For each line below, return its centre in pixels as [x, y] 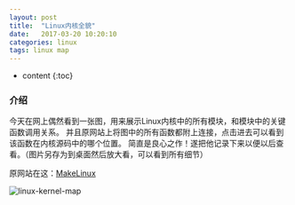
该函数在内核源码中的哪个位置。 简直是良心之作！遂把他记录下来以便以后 [143, 144]
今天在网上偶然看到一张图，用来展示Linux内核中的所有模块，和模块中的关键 [147, 122]
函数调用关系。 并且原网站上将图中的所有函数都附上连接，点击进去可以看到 [147, 132]
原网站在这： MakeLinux [52, 173]
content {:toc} [48, 75]
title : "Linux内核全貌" [52, 26]
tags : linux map [39, 51]
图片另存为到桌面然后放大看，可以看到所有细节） [118, 154]
